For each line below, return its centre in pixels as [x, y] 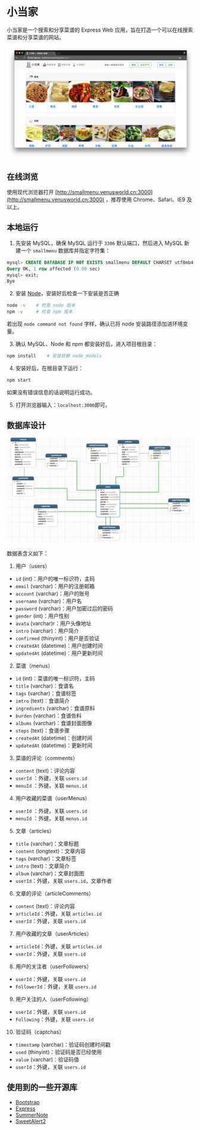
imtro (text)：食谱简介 [43, 701]
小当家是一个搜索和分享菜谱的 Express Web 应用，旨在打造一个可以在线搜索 [100, 30]
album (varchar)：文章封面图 [50, 873]
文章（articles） [35, 831]
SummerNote [32, 1115]
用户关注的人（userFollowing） [53, 999]
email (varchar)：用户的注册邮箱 [55, 586]
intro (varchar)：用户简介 [47, 631]
